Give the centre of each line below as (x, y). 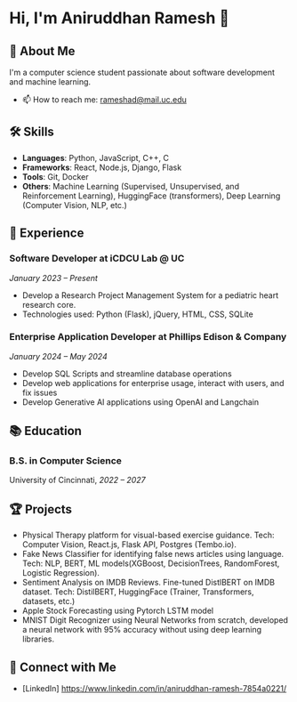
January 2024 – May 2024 (59, 356)
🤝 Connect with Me (63, 667)
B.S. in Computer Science (66, 461)
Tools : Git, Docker (55, 176)
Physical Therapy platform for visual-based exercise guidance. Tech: (148, 535)
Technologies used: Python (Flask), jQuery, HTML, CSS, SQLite (137, 314)
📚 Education (46, 431)
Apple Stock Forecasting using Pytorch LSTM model (118, 611)
